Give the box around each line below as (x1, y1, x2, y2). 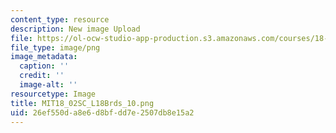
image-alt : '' (19, 80, 78, 90)
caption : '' (19, 61, 70, 71)
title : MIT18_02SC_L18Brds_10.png (10, 98, 155, 108)
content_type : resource (10, 14, 110, 25)
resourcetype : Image (10, 89, 97, 99)
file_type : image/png (10, 42, 101, 53)
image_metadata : (10, 52, 78, 62)
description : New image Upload (10, 24, 141, 34)
